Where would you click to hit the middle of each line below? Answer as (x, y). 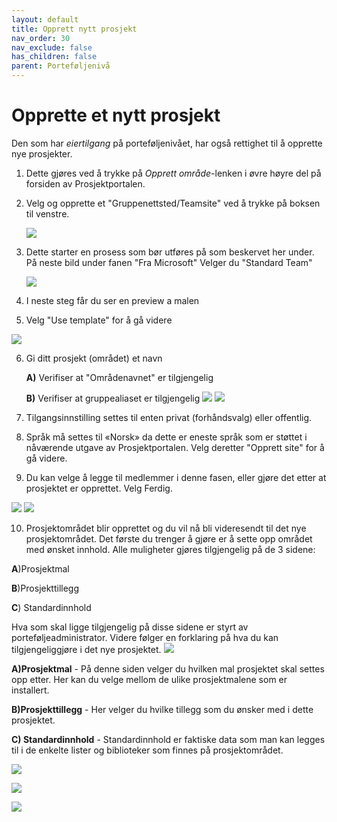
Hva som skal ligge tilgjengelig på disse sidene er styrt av (130, 627)
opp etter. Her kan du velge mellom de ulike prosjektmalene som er (149, 679)
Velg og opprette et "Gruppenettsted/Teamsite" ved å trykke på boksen (173, 203)
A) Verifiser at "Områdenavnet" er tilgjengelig (119, 377)
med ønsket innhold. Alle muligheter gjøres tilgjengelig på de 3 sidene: (170, 549)
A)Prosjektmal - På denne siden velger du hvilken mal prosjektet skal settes (168, 668)
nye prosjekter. (42, 153)
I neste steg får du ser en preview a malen (112, 300)
